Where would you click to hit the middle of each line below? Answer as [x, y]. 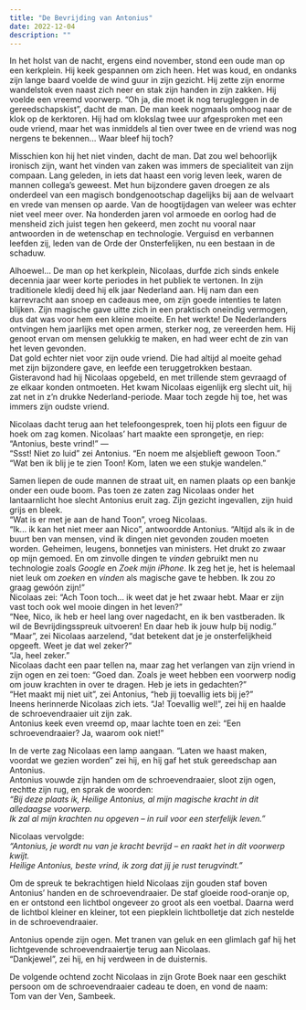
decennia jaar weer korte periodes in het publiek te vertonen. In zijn [137, 280]
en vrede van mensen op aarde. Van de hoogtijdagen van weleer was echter [153, 205]
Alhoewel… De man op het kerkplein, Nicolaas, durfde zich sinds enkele [144, 271]
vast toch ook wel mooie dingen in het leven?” [96, 607]
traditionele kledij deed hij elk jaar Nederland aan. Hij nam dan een [134, 290]
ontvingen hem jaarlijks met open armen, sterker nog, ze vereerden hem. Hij [153, 329]
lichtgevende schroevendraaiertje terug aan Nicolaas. [110, 950]
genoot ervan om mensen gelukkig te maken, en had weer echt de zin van [149, 339]
